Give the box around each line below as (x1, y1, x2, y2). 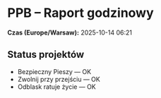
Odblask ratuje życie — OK (17, 82, 97, 91)
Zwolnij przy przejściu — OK (17, 75, 100, 83)
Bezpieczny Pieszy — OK (17, 67, 92, 75)
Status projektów (7, 49, 85, 61)
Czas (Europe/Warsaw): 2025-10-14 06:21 (7, 28, 133, 37)
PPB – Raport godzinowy (7, 5, 154, 21)
